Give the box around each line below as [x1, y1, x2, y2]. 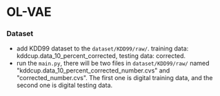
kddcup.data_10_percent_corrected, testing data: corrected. [16, 52, 186, 60]
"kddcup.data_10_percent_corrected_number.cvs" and [16, 66, 170, 75]
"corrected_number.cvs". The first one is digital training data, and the [16, 74, 213, 82]
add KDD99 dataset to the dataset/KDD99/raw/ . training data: [16, 44, 189, 52]
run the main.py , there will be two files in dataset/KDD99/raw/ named [16, 59, 210, 68]
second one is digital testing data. [16, 81, 113, 90]
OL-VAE [6, 4, 52, 20]
